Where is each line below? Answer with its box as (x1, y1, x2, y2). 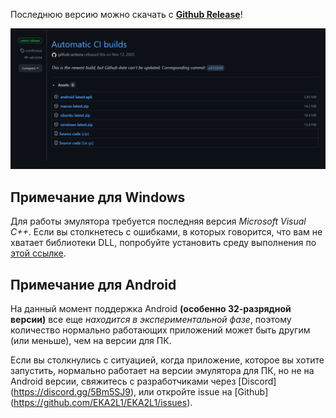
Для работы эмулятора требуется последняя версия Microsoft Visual (10, 215, 307, 228)
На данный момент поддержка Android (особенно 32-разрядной (10, 303, 292, 315)
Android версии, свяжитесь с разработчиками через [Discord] (10, 375, 277, 388)
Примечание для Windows (10, 189, 186, 206)
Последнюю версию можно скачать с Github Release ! (10, 9, 243, 20)
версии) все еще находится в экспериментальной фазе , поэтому (10, 314, 292, 326)
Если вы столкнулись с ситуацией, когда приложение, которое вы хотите (10, 354, 325, 366)
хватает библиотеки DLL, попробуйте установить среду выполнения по (10, 237, 317, 249)
